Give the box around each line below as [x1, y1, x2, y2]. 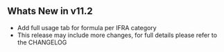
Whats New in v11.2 [7, 5, 94, 17]
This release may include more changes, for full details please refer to [17, 31, 217, 39]
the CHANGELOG [17, 38, 67, 47]
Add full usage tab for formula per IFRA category [17, 23, 157, 31]
